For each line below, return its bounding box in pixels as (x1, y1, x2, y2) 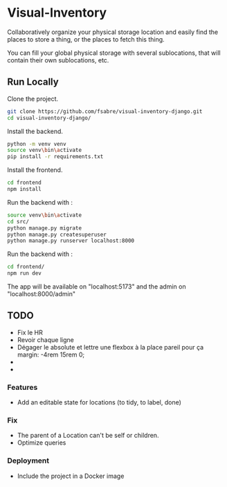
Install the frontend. (7, 166, 63, 174)
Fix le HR (17, 328, 43, 336)
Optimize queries (17, 438, 66, 447)
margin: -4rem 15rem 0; (17, 350, 85, 359)
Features (7, 382, 38, 392)
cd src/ (7, 218, 30, 225)
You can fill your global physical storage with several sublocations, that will (7, 49, 221, 57)
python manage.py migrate (7, 224, 82, 232)
